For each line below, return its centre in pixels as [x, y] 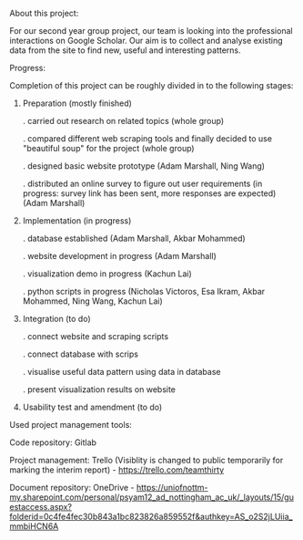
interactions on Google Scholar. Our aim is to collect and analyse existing [146, 41]
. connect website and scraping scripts [96, 336]
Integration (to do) [56, 319]
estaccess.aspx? [41, 507]
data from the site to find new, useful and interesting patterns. [125, 50]
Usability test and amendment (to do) [92, 407]
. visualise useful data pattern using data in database [121, 372]
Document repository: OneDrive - [72, 488]
